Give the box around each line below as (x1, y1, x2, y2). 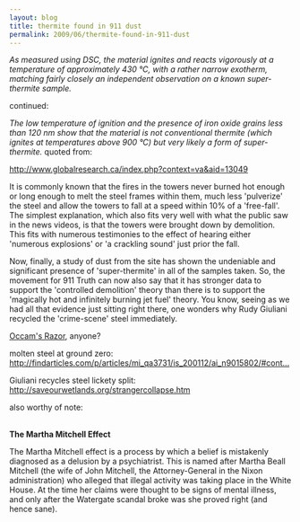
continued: (9, 101, 49, 111)
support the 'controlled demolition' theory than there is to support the (9, 285, 266, 296)
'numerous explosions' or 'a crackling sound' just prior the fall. (9, 239, 240, 250)
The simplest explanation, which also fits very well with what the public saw (9, 210, 288, 221)
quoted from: (44, 146, 92, 157)
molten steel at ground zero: (9, 348, 114, 359)
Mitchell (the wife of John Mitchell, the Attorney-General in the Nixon (9, 465, 263, 476)
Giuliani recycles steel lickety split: (9, 375, 136, 386)
